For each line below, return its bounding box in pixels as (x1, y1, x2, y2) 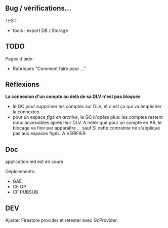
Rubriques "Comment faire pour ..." (12, 66, 86, 72)
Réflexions (5, 80, 39, 89)
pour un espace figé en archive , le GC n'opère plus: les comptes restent (12, 114, 163, 120)
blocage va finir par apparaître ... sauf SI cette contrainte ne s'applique (12, 125, 160, 131)
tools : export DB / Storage (12, 27, 68, 34)
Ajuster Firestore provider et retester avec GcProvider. (5, 217, 118, 223)
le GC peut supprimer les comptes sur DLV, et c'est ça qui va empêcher (12, 104, 162, 110)
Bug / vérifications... (5, 4, 72, 13)
